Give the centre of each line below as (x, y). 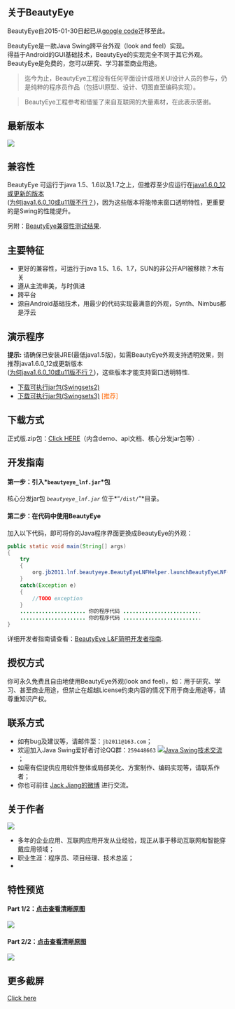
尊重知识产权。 (29, 698)
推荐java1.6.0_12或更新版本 (45, 364)
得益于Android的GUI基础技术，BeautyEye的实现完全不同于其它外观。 (107, 54)
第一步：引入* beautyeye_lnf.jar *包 (59, 482)
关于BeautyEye (41, 13)
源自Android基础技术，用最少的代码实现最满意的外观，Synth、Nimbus (119, 304)
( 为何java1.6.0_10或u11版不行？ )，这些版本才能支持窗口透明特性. (99, 372)
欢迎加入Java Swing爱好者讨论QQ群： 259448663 (86, 750)
